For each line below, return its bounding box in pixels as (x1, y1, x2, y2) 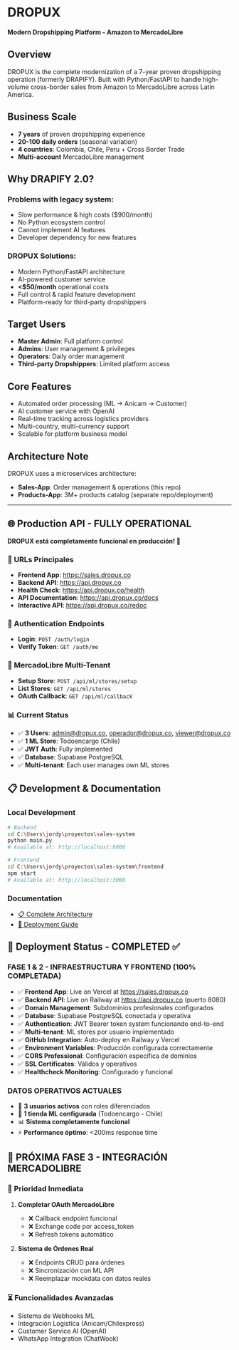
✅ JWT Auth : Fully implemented (17, 744, 113, 753)
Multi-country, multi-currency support (17, 422, 129, 431)
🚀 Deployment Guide (17, 920, 79, 928)
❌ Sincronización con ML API (28, 1266, 114, 1274)
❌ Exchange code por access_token (28, 1222, 134, 1230)
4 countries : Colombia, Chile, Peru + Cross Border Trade (17, 145, 185, 153)
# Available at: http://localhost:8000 (7, 843, 126, 851)
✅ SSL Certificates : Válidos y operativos (17, 1059, 137, 1068)
